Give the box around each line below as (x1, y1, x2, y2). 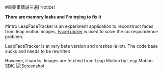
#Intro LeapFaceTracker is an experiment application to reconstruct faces (5, 23, 154, 29)
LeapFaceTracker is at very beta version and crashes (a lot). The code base (5, 43, 158, 49)
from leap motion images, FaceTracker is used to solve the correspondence (5, 29, 158, 34)
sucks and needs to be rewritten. (5, 48, 72, 54)
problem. (5, 34, 24, 39)
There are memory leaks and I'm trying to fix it (5, 14, 102, 19)
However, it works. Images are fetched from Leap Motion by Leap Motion (5, 58, 153, 63)
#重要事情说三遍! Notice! (5, 4, 55, 10)
